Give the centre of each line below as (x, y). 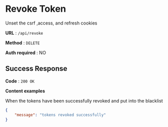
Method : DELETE (22, 43)
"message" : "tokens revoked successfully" (60, 115)
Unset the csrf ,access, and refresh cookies (51, 23)
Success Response (36, 69)
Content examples (25, 91)
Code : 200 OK (20, 81)
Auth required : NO (26, 53)
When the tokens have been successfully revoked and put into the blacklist (84, 100)
